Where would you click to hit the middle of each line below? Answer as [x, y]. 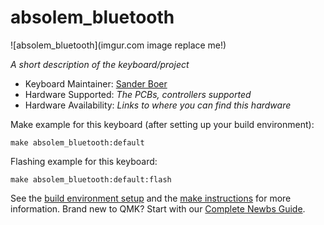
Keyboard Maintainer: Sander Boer [96, 83]
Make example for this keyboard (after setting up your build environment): [162, 124]
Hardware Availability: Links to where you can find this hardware [158, 105]
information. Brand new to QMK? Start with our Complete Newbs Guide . [158, 208]
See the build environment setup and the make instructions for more [151, 198]
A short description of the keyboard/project [100, 64]
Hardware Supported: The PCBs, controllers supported [138, 94]
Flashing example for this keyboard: [84, 161]
